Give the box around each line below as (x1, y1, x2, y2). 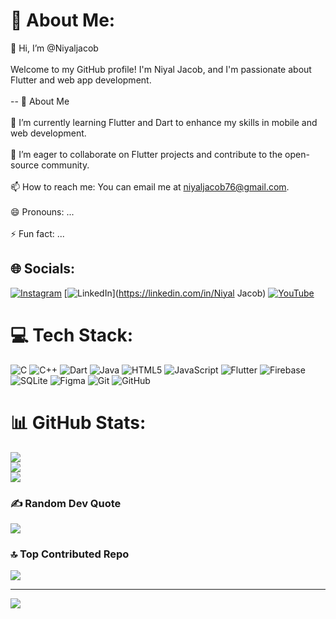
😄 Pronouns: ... (10, 205, 75, 218)
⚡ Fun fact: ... (10, 227, 65, 239)
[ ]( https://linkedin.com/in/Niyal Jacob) (63, 287, 267, 299)
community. (41, 159, 90, 171)
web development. (10, 127, 87, 139)
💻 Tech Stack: (10, 324, 134, 346)
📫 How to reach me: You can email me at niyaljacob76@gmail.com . (10, 180, 290, 193)
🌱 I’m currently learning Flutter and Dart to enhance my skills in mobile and (10, 116, 318, 128)
